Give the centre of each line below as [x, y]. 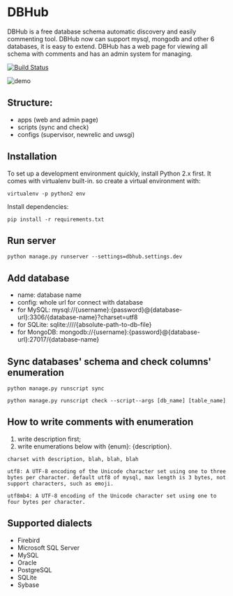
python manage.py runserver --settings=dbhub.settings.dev [95, 257]
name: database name [49, 295]
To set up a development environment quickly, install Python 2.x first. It [109, 173]
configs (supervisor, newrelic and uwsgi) [76, 134]
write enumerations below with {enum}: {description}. [95, 446]
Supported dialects [50, 524]
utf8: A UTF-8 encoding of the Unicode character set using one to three [117, 471]
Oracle [27, 562]
